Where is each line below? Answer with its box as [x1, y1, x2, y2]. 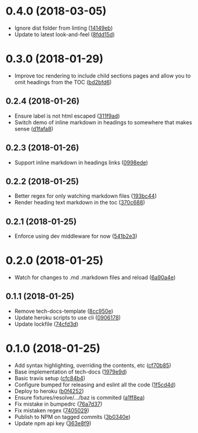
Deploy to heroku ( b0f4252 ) [14, 387, 84, 395]
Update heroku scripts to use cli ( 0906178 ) [14, 314, 121, 321]
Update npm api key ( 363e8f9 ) [14, 420, 92, 427]
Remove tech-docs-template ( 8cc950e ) [14, 307, 113, 315]
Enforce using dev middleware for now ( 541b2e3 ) [14, 232, 138, 240]
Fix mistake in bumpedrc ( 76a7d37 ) [14, 400, 103, 408]
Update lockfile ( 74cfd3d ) [14, 320, 79, 327]
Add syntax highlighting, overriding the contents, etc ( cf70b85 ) [14, 361, 171, 369]
